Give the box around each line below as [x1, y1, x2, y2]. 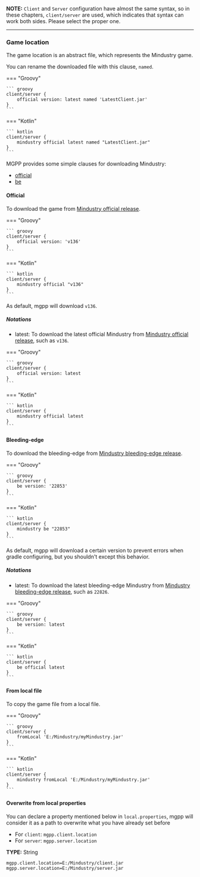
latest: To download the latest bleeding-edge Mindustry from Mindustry [14, 582, 190, 589]
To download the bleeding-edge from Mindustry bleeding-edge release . [6, 450, 183, 457]
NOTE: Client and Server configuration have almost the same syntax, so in [6, 5, 190, 12]
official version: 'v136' [17, 238, 82, 245]
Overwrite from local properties [6, 800, 86, 807]
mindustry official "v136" [17, 281, 84, 288]
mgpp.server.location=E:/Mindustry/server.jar [6, 866, 124, 872]
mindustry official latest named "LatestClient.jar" [17, 139, 151, 145]
